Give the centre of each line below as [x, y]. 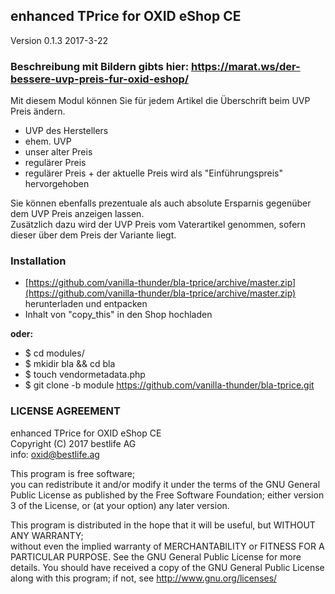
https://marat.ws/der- [246, 66]
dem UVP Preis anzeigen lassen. [77, 214]
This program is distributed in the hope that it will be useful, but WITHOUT [163, 525]
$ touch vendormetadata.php [85, 375]
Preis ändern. [38, 111]
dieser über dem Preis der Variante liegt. [93, 235]
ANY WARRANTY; [47, 535]
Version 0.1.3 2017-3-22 [59, 40]
